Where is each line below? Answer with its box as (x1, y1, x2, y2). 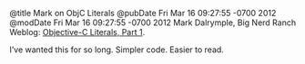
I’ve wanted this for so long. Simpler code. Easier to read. (9, 44, 225, 55)
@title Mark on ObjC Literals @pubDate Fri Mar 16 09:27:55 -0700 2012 (9, 8, 277, 18)
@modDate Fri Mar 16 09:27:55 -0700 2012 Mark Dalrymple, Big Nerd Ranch (9, 17, 297, 28)
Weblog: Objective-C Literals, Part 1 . (9, 27, 146, 37)
